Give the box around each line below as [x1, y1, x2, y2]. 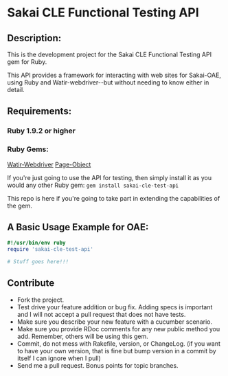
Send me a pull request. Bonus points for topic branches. [16, 361, 179, 369]
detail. [7, 86, 25, 93]
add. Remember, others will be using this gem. [16, 332, 149, 340]
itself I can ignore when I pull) [16, 354, 101, 362]
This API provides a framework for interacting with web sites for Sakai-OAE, [7, 71, 222, 79]
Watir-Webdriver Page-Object [7, 160, 91, 168]
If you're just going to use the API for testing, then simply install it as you [7, 173, 212, 181]
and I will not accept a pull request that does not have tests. [16, 310, 186, 318]
